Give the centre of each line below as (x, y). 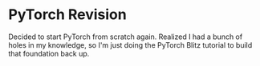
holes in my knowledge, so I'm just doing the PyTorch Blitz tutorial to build (130, 45)
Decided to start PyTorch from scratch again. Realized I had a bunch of (126, 37)
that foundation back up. (49, 53)
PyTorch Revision (67, 15)
